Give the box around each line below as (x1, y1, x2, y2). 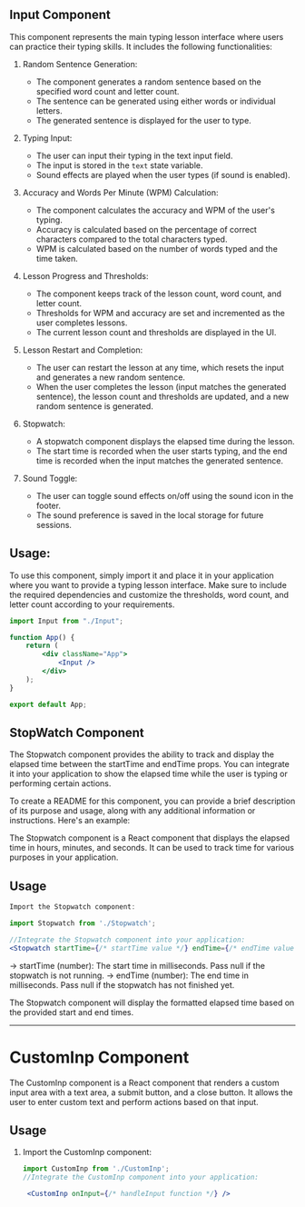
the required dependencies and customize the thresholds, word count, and (9, 589, 289, 600)
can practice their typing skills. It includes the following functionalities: (9, 41, 272, 52)
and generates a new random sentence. (35, 372, 186, 383)
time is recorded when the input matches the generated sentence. (35, 454, 284, 466)
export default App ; (9, 700, 88, 709)
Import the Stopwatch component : (9, 903, 136, 912)
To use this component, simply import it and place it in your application (9, 570, 274, 581)
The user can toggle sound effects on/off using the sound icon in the (35, 490, 294, 501)
